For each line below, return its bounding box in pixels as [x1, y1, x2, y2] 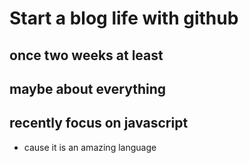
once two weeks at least [9, 47, 164, 64]
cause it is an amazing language [23, 141, 157, 153]
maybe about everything [9, 80, 167, 97]
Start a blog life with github [9, 7, 239, 30]
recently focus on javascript [9, 115, 189, 132]
